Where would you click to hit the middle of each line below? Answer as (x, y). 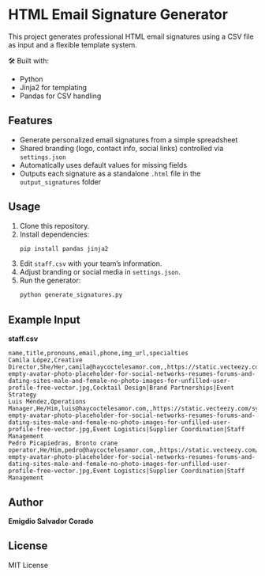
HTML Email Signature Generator (118, 15)
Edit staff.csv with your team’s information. (91, 263)
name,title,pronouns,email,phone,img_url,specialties (99, 354)
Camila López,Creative (45, 360)
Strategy (22, 395)
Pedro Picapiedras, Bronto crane (63, 443)
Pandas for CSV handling (60, 96)
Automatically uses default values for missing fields (103, 165)
